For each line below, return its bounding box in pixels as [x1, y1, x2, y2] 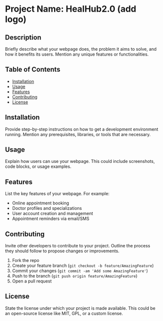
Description [5, 33, 41, 41]
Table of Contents [5, 65, 61, 74]
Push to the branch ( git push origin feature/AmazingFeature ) [12, 273, 138, 279]
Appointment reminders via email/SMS [12, 216, 90, 221]
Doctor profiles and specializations [12, 205, 82, 211]
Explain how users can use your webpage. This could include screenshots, [5, 159, 155, 164]
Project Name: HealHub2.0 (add [5, 3, 136, 15]
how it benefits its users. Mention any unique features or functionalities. [5, 51, 149, 57]
